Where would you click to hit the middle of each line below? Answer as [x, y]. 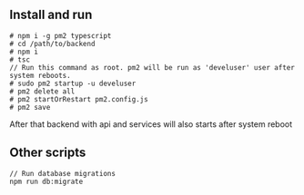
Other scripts [48, 153]
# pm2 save [30, 107]
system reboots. [40, 75]
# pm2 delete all [42, 91]
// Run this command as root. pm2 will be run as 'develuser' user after [152, 67]
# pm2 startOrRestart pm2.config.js [79, 99]
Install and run [51, 15]
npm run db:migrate [46, 181]
